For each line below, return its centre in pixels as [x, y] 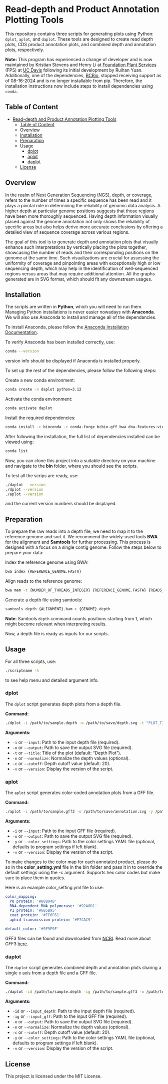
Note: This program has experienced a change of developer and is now [79, 59]
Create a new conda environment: [40, 380]
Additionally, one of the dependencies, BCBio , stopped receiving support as [83, 75]
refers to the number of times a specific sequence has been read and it [78, 200]
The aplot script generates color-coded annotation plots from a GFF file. [80, 793]
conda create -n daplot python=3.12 [43, 390]
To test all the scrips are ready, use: [42, 475]
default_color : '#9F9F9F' [32, 929]
